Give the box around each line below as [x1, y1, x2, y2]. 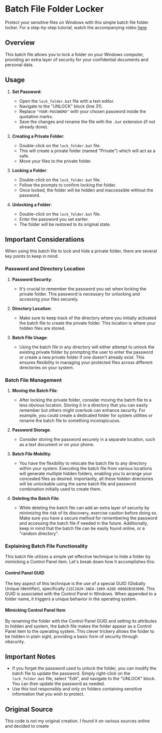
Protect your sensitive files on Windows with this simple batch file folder [5, 19, 149, 25]
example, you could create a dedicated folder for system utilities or [19, 412, 153, 418]
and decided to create [5, 723, 49, 729]
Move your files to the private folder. [19, 158, 92, 164]
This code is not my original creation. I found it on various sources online [5, 718, 150, 724]
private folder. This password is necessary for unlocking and [19, 291, 140, 296]
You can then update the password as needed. [12, 681, 105, 686]
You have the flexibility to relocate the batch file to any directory [19, 460, 147, 466]
